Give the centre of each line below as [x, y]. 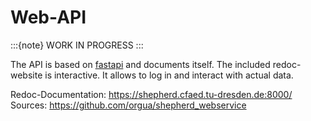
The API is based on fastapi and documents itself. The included [140, 64]
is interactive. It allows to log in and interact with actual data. [169, 75]
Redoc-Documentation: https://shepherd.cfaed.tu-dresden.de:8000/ [151, 94]
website [26, 75]
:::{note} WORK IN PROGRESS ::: [77, 45]
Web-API [48, 17]
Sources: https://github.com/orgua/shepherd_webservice [128, 105]
